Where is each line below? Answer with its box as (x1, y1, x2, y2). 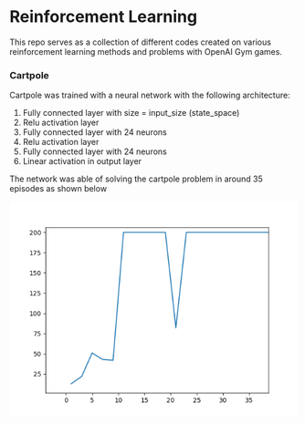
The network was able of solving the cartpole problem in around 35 (9, 173, 263, 184)
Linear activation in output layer (22, 156, 142, 167)
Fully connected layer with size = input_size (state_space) (22, 108, 240, 119)
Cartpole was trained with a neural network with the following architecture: (9, 89, 290, 101)
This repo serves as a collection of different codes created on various (9, 36, 272, 47)
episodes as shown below (9, 183, 108, 194)
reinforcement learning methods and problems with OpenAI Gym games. (9, 46, 283, 57)
